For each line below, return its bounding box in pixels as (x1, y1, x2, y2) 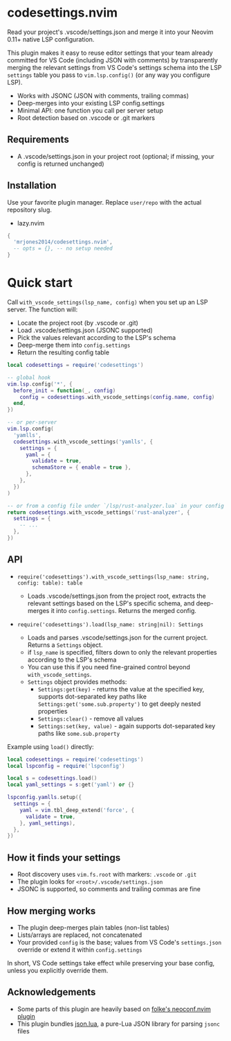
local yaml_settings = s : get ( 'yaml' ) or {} (7, 782, 135, 789)
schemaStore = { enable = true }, (32, 464, 131, 471)
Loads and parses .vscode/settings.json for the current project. (27, 633, 208, 642)
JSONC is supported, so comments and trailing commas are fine (17, 885, 201, 893)
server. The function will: (7, 305, 78, 313)
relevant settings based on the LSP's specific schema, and (27, 599, 195, 608)
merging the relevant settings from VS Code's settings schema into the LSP (7, 63, 222, 71)
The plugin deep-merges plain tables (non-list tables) (17, 923, 169, 931)
